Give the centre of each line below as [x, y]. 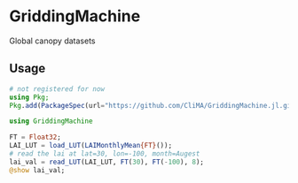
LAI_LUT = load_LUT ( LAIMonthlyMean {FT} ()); [91, 146]
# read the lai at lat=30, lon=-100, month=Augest [105, 154]
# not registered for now [57, 89]
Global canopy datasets [52, 41]
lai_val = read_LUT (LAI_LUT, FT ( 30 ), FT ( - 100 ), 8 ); [106, 162]
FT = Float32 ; [35, 137]
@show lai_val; [37, 170]
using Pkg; [29, 97]
